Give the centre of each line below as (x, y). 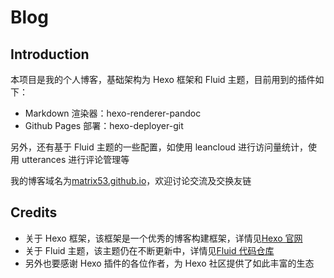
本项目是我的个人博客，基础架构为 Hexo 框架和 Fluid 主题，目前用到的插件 (163, 79)
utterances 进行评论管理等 (75, 159)
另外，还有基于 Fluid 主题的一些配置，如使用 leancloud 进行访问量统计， (159, 147)
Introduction (50, 54)
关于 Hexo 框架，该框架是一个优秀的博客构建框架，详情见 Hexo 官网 (163, 238)
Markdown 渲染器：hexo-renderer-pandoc (113, 113)
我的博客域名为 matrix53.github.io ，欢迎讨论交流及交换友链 (131, 180)
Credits (34, 212)
